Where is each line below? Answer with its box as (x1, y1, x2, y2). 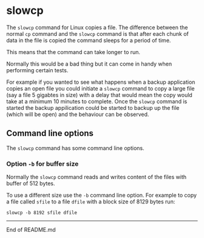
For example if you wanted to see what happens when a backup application (6, 78, 195, 86)
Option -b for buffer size (6, 159, 79, 168)
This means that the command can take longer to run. (6, 48, 141, 55)
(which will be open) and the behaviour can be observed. (6, 110, 149, 118)
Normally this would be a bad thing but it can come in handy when (6, 60, 172, 67)
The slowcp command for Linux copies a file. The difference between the (6, 24, 188, 31)
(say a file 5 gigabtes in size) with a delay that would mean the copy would (6, 91, 192, 98)
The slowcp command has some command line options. (6, 144, 144, 152)
